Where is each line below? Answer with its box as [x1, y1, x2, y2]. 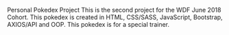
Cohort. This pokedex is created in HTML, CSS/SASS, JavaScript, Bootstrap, [7, 13, 223, 21]
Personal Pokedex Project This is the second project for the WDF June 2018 [7, 6, 221, 14]
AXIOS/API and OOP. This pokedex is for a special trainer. [7, 21, 170, 28]
